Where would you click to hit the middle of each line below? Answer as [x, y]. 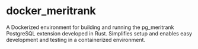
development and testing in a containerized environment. [76, 40]
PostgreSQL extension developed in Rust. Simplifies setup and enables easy [99, 33]
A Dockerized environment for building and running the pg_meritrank [90, 27]
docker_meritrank [51, 11]
